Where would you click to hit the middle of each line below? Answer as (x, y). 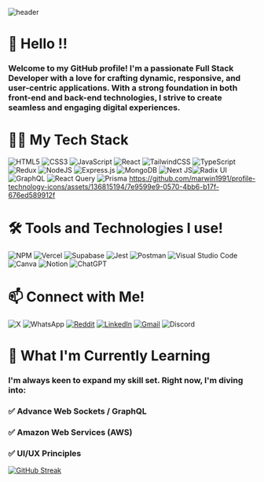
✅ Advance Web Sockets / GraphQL (77, 411)
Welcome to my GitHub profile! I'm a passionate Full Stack (121, 68)
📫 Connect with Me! (77, 297)
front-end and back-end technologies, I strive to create (115, 98)
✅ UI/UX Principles (45, 453)
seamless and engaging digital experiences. (94, 108)
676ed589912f (32, 195)
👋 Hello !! (38, 44)
